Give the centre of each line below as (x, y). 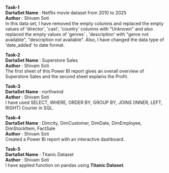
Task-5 (13, 149)
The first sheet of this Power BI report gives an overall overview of (75, 71)
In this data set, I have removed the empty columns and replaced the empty (84, 23)
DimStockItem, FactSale (30, 128)
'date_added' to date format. (35, 45)
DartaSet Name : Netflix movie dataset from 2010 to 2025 (66, 13)
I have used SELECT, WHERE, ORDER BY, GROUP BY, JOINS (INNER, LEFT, (84, 102)
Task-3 (13, 86)
